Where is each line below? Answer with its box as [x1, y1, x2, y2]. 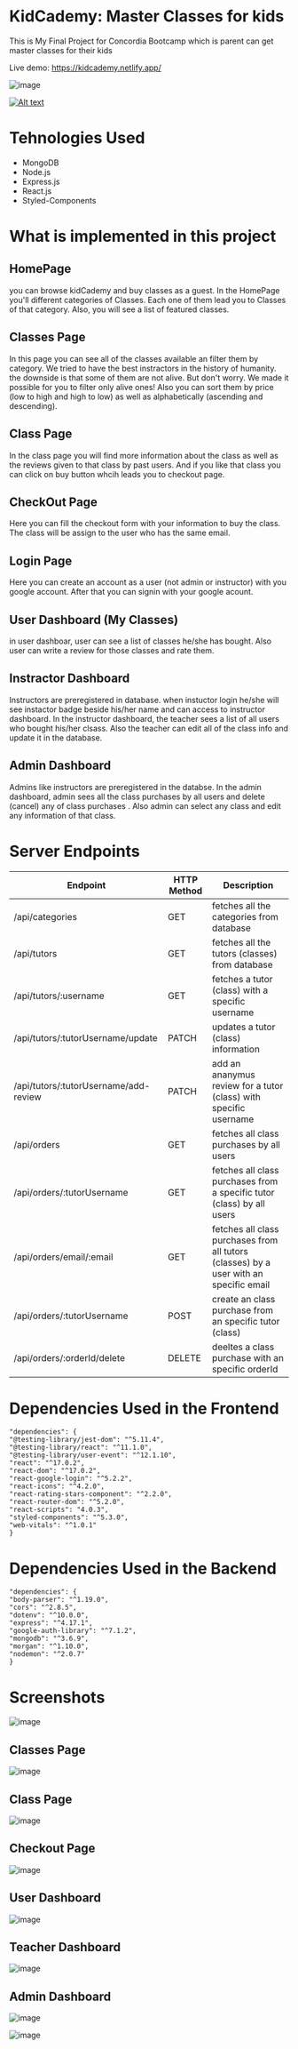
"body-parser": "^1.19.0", [9, 1596, 109, 1605]
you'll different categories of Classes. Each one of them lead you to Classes [9, 294, 286, 305]
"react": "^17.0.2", [9, 1459, 86, 1468]
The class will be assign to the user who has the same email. [9, 527, 231, 539]
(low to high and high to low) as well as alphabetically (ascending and [9, 391, 263, 402]
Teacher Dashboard [9, 1940, 122, 1955]
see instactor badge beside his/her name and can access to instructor [9, 704, 266, 715]
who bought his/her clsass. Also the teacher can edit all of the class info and [9, 723, 289, 733]
